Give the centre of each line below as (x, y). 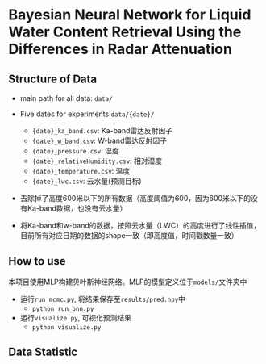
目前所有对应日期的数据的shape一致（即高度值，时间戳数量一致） (129, 235)
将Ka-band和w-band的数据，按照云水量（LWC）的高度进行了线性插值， (140, 225)
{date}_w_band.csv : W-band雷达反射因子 (100, 140)
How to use (37, 261)
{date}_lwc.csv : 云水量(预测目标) (87, 181)
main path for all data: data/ (66, 98)
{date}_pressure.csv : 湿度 (75, 151)
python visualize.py (66, 327)
